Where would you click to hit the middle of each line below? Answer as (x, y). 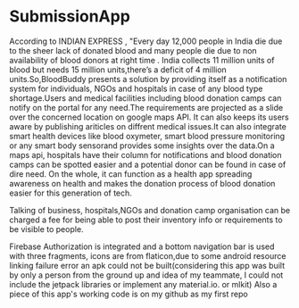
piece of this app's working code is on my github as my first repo (129, 294)
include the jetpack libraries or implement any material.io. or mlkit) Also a (143, 284)
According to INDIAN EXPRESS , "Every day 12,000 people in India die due (146, 41)
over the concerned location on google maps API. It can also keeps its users (149, 117)
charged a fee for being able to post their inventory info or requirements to (146, 220)
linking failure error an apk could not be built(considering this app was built (147, 265)
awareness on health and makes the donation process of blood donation (142, 183)
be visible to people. (46, 229)
